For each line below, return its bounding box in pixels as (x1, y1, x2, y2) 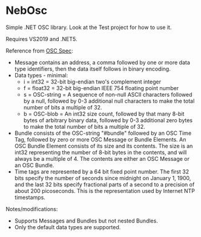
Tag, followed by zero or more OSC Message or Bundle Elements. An (14, 135, 186, 143)
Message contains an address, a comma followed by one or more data (14, 59, 190, 66)
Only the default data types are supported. (14, 223, 121, 230)
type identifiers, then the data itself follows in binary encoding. (14, 65, 171, 73)
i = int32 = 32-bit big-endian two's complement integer (23, 78, 162, 85)
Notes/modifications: (5, 205, 58, 212)
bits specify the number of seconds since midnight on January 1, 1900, (14, 174, 191, 181)
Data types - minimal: (14, 71, 68, 79)
